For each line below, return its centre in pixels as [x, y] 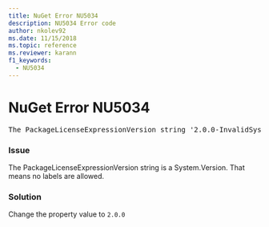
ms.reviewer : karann [43, 53]
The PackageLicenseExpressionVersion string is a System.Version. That [127, 167]
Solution [25, 197]
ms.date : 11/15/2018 [43, 38]
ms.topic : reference [43, 46]
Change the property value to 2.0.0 [67, 214]
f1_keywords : [30, 61]
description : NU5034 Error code [62, 23]
